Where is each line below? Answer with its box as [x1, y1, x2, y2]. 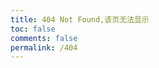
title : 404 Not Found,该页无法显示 [10, 14, 150, 25]
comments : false [10, 33, 78, 43]
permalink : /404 [10, 42, 78, 53]
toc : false [10, 24, 56, 34]
